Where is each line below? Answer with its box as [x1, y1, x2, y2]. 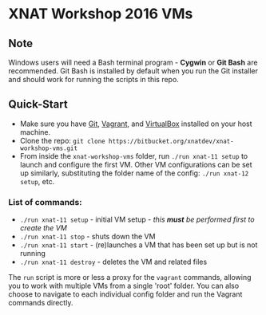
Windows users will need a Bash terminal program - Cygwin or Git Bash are [8, 57, 258, 67]
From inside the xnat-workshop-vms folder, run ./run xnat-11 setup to [19, 151, 248, 160]
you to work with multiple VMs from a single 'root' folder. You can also [8, 281, 240, 291]
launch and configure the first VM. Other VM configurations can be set [19, 159, 253, 169]
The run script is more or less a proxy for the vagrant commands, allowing [8, 273, 252, 282]
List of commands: [8, 196, 82, 207]
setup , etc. [19, 176, 55, 186]
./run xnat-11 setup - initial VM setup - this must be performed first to [19, 215, 255, 224]
